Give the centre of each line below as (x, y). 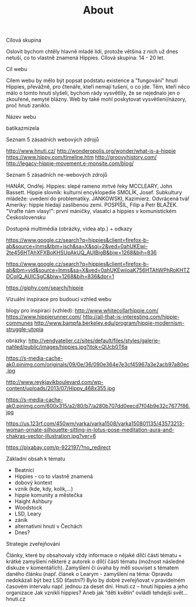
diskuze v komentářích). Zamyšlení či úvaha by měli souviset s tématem (92, 568)
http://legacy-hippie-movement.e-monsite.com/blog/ (70, 163)
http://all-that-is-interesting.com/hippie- (131, 317)
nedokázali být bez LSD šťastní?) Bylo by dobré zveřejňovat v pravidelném (96, 580)
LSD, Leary (28, 514)
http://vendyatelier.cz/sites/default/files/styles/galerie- (94, 340)
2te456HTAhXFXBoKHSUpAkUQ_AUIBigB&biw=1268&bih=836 (81, 252)
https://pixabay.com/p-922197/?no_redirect (59, 447)
